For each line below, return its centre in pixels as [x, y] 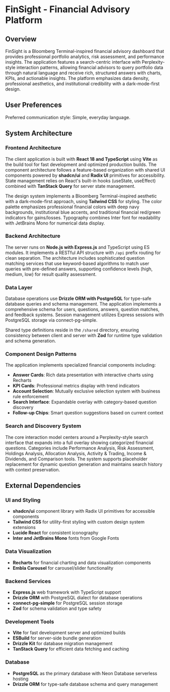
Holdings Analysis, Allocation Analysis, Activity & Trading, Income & [76, 453]
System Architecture [39, 133]
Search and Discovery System [43, 426]
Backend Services [28, 581]
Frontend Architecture [33, 148]
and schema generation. [31, 341]
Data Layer [19, 287]
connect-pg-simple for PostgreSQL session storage [67, 603]
